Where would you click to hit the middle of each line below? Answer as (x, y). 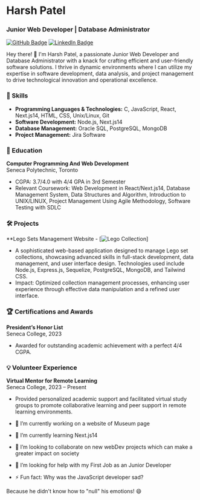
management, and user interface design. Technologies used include (100, 263)
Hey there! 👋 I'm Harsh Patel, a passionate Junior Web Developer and (93, 54)
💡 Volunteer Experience (42, 367)
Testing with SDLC (38, 208)
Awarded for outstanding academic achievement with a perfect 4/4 (98, 345)
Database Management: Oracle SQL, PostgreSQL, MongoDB (91, 128)
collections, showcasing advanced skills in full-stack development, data (104, 257)
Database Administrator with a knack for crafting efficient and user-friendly (100, 61)
